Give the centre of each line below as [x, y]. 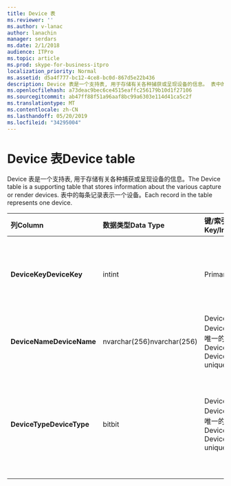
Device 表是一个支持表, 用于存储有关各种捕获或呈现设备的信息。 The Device [114, 179]
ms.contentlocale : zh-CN [43, 110]
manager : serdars [32, 39]
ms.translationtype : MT [41, 103]
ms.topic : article [33, 59]
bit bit [111, 425]
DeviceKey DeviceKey [46, 274]
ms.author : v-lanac [35, 26]
